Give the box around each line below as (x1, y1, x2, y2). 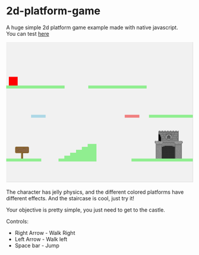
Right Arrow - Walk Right (14, 229, 75, 237)
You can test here (6, 30, 49, 37)
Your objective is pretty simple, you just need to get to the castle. (6, 206, 165, 213)
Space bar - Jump (14, 242, 59, 249)
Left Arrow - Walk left (14, 236, 67, 243)
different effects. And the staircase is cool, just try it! (6, 195, 135, 202)
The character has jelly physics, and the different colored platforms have (6, 188, 184, 196)
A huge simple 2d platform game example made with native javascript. (6, 24, 178, 31)
